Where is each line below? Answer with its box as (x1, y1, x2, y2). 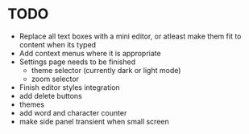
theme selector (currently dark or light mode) (31, 65, 181, 75)
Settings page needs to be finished (19, 57, 136, 67)
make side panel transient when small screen (19, 116, 170, 126)
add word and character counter (19, 108, 127, 117)
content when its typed (19, 39, 97, 49)
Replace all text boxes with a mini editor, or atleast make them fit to (19, 31, 242, 41)
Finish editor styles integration (19, 82, 120, 92)
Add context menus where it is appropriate (19, 48, 162, 58)
